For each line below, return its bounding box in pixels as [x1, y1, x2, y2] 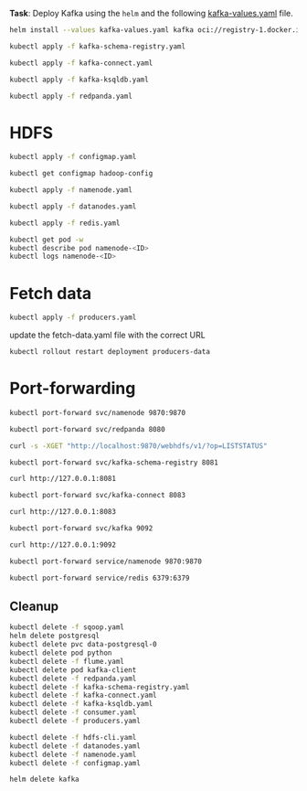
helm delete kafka [9, 775, 79, 785]
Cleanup [9, 598, 59, 614]
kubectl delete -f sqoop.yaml [9, 623, 125, 632]
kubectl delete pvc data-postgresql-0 [9, 640, 157, 649]
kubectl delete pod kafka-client [9, 665, 137, 675]
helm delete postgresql [9, 631, 101, 641]
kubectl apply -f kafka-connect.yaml [9, 59, 153, 68]
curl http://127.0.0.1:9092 [9, 540, 117, 550]
